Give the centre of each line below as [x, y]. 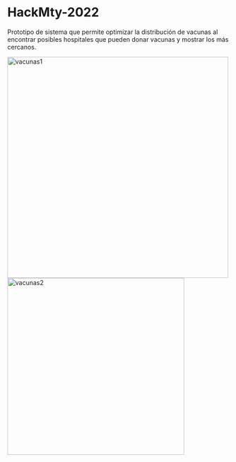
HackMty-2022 [53, 12]
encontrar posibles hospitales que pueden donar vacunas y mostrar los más [118, 39]
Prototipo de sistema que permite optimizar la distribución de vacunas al [113, 32]
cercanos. [22, 47]
